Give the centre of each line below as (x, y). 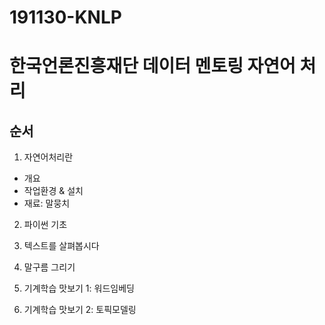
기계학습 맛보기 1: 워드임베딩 (79, 288)
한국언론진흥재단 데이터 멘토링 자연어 (152, 66)
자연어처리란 (48, 157)
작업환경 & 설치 (53, 191)
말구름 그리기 (49, 267)
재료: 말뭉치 (47, 203)
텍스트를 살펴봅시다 (61, 246)
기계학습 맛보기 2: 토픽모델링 (80, 310)
